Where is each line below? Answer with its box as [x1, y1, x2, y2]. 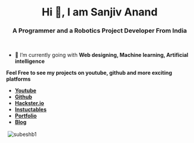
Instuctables [14, 106, 47, 113]
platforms [6, 75, 31, 82]
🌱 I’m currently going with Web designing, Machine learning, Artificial [14, 52, 189, 59]
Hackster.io [14, 100, 44, 107]
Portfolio [14, 112, 37, 119]
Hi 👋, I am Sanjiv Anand [42, 5, 158, 19]
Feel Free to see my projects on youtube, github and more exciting [6, 69, 173, 77]
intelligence [14, 58, 45, 65]
